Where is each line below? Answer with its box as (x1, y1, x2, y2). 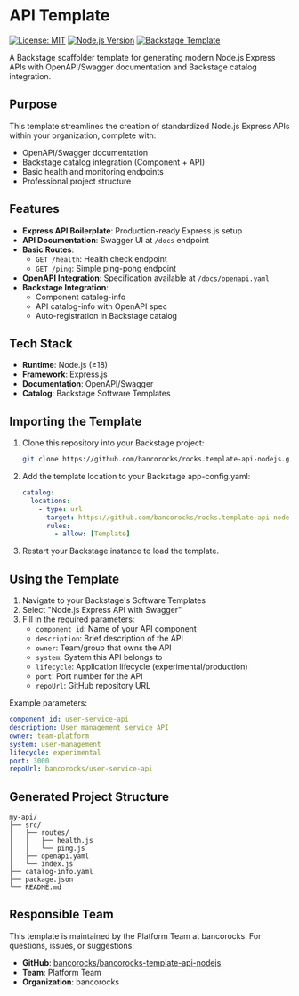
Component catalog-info (35, 291, 126, 302)
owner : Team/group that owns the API (35, 642, 172, 653)
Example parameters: (9, 698, 87, 708)
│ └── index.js (9, 860, 74, 869)
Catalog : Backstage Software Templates (21, 388, 171, 399)
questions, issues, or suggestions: (9, 940, 135, 951)
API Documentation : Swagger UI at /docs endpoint (21, 234, 209, 245)
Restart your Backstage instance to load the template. (21, 545, 220, 557)
